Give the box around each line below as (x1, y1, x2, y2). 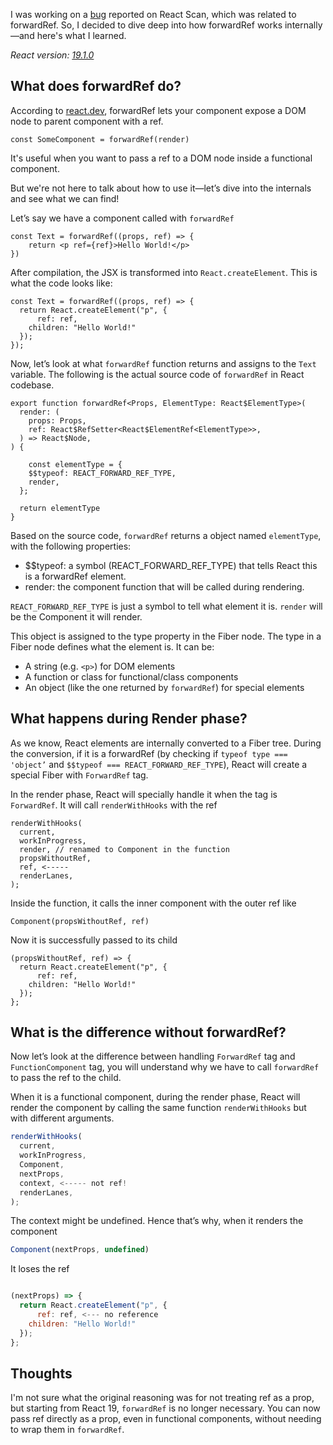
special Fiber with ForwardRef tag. (10, 769, 149, 781)
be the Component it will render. (10, 610, 143, 623)
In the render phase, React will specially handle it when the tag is (10, 788, 278, 800)
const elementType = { (28, 459, 123, 469)
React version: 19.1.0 (10, 49, 95, 61)
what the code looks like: (10, 277, 113, 289)
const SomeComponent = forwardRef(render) (10, 134, 190, 144)
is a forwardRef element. (24, 570, 127, 582)
